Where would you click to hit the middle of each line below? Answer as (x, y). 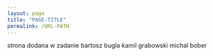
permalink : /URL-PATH (38, 26)
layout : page (26, 13)
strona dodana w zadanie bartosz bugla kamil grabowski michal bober (107, 46)
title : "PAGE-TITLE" (37, 20)
